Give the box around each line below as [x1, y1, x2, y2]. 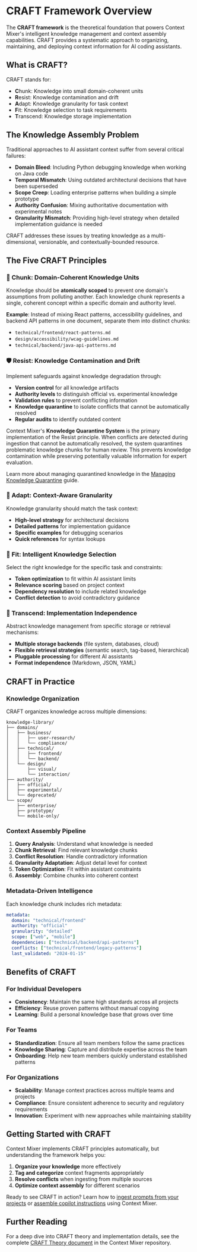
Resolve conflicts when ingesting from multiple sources [14, 1175, 152, 1182]
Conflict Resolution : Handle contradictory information [14, 853, 147, 860]
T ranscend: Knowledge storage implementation [14, 112, 132, 120]
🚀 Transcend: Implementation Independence [6, 609, 138, 617]
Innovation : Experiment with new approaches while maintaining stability [14, 1112, 192, 1119]
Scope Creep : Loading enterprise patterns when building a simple [14, 189, 177, 196]
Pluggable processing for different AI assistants [14, 653, 134, 660]
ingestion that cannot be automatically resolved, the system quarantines [6, 440, 183, 447]
